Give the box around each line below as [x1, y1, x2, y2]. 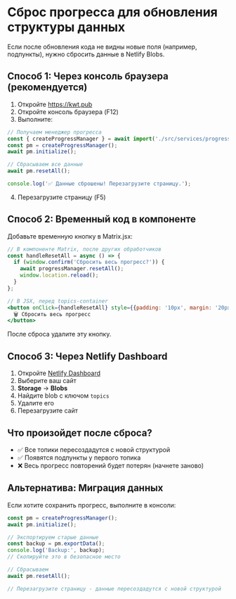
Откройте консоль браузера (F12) [17, 107, 119, 116]
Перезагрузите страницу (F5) [17, 193, 107, 201]
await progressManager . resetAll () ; [20, 265, 124, 272]
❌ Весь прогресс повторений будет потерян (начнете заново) [17, 461, 204, 469]
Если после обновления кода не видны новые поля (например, [7, 42, 197, 51]
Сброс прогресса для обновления [7, 4, 218, 20]
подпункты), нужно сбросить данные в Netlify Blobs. [7, 50, 165, 58]
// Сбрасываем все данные [7, 161, 83, 168]
